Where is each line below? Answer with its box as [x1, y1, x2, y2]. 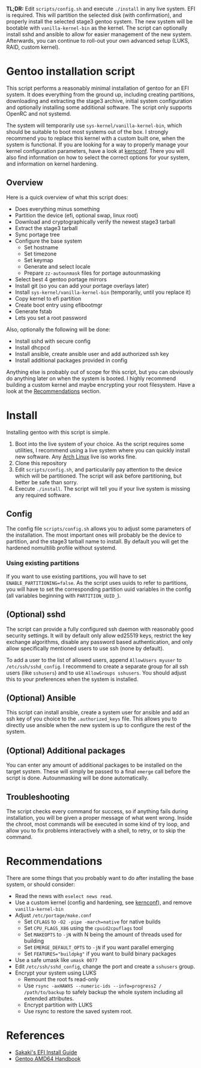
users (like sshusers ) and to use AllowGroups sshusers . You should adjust [6, 669, 187, 676]
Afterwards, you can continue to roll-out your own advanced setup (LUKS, [6, 37, 190, 44]
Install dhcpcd [14, 343, 50, 351]
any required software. [14, 491, 71, 499]
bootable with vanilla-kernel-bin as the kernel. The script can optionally [6, 24, 188, 31]
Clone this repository [14, 459, 67, 466]
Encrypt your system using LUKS [14, 969, 97, 976]
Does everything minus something [14, 205, 100, 213]
